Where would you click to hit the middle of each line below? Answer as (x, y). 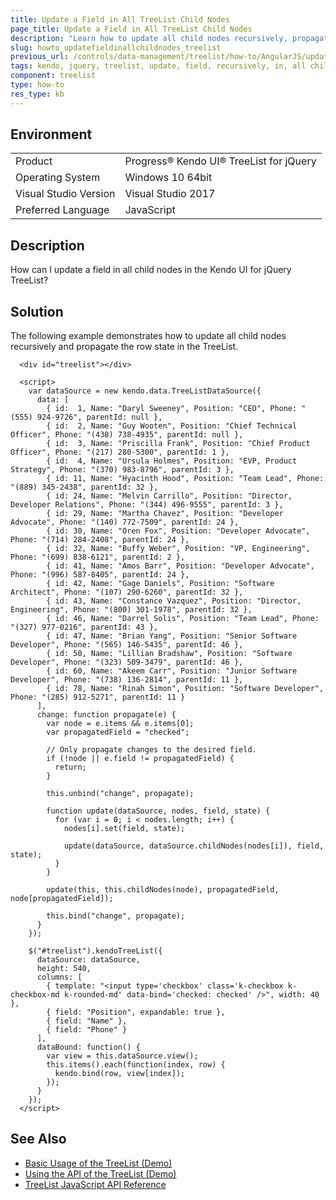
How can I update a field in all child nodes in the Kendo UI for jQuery (151, 270)
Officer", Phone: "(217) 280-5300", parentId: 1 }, (120, 452)
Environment (51, 134)
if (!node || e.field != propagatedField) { (140, 759)
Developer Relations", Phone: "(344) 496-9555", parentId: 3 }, (147, 505)
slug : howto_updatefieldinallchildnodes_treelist (116, 47)
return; (70, 767)
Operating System (58, 178)
